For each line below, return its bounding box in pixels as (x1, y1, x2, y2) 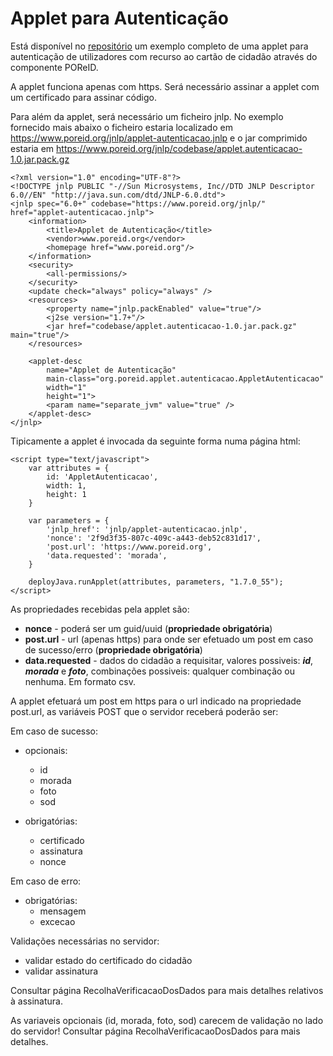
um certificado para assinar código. (10, 91, 157, 103)
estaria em (10, 142, 55, 154)
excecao (39, 915, 76, 927)
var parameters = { (28, 515, 110, 526)
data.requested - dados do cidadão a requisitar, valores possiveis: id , (24, 654, 314, 666)
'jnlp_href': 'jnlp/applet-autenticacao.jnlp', (46, 524, 248, 534)
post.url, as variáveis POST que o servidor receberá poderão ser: (10, 705, 279, 717)
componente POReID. (10, 61, 99, 73)
